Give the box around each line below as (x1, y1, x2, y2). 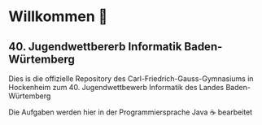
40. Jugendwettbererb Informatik (8, 40, 182, 54)
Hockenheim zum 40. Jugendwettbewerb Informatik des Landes (8, 83, 225, 92)
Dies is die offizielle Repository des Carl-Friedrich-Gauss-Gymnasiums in (8, 74, 254, 84)
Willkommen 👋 (8, 7, 108, 26)
